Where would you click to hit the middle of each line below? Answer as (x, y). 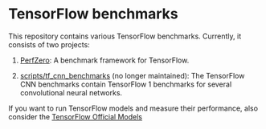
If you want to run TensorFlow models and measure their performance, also (133, 108)
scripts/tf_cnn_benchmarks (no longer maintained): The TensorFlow (132, 75)
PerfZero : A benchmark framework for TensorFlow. (104, 60)
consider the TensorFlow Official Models (76, 116)
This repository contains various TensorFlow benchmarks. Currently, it (125, 36)
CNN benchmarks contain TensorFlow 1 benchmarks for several (126, 84)
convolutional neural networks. (71, 92)
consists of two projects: (49, 44)
